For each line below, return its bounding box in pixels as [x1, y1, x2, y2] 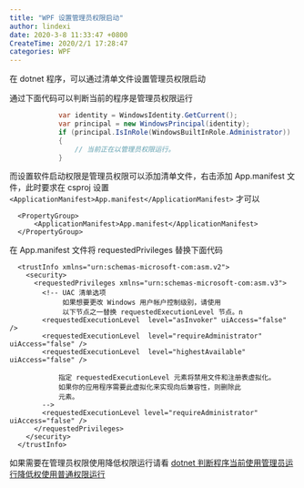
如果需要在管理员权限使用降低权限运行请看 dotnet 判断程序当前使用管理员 [9, 457, 286, 469]
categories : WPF [9, 47, 71, 56]
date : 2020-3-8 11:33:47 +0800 [9, 30, 128, 39]
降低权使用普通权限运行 [16, 469, 106, 480]
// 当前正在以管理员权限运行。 [74, 145, 176, 154]
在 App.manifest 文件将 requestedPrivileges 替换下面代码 [9, 245, 223, 256]
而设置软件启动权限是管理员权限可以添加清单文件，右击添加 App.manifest [9, 170, 285, 182]
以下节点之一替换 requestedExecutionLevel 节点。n [62, 308, 244, 317]
